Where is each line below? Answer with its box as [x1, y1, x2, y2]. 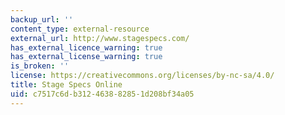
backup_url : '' [10, 14, 74, 25]
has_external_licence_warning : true [10, 42, 163, 53]
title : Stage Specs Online [10, 80, 123, 90]
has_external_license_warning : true [10, 52, 163, 62]
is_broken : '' [10, 61, 70, 71]
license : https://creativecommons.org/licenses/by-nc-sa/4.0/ [10, 71, 275, 81]
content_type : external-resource [10, 24, 150, 34]
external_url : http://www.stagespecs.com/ [10, 33, 190, 43]
